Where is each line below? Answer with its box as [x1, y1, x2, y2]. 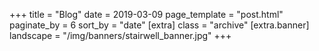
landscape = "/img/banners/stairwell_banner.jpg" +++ [9, 30, 232, 41]
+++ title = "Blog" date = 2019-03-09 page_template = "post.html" [9, 9, 284, 20]
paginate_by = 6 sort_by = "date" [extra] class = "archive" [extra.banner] [9, 19, 310, 31]
